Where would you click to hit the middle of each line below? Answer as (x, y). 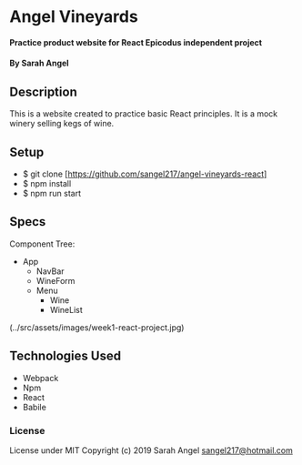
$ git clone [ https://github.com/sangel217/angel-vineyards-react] (145, 174)
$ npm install (47, 183)
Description (43, 91)
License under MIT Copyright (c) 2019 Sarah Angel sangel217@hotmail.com (151, 450)
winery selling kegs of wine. (62, 124)
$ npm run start (52, 193)
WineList (66, 309)
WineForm (55, 280)
